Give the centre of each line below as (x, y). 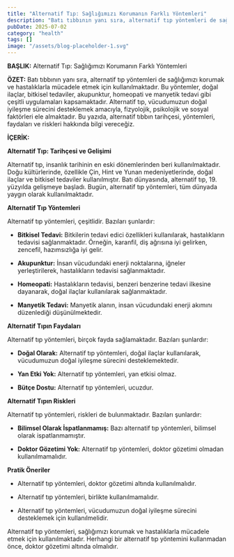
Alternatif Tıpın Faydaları (44, 326)
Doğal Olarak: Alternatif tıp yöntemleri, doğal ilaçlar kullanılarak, (109, 353)
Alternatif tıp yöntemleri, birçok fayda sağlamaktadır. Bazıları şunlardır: (108, 340)
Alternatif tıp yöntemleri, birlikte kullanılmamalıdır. (88, 497)
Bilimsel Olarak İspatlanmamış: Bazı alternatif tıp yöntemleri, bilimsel (117, 428)
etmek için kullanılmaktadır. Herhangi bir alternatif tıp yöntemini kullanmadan (117, 539)
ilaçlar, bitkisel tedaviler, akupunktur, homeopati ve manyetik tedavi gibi (109, 94)
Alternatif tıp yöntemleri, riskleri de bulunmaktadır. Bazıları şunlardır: (104, 415)
